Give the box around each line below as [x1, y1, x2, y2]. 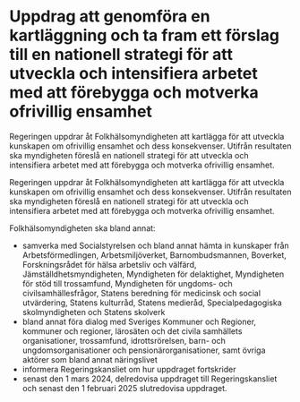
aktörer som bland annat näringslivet [21, 354, 159, 364]
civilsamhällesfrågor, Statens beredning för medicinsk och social [21, 287, 261, 298]
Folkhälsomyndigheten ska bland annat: [9, 222, 156, 234]
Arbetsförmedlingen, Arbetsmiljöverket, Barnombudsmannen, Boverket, [21, 249, 287, 261]
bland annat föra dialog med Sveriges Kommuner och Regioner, [21, 316, 257, 327]
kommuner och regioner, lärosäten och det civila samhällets [21, 325, 243, 337]
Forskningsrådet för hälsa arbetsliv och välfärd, [21, 259, 197, 269]
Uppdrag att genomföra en [9, 6, 210, 27]
